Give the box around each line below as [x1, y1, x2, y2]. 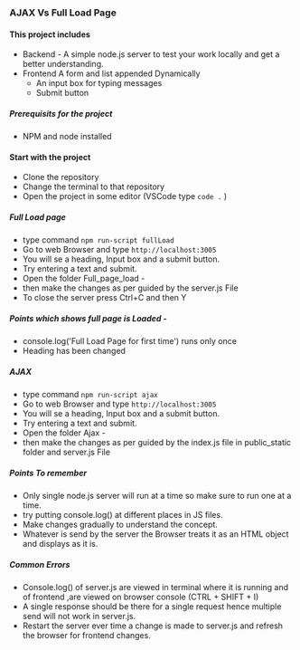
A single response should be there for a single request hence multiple [22, 601, 282, 612]
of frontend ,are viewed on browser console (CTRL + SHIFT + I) [22, 591, 259, 603]
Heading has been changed [22, 346, 127, 357]
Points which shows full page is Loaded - [9, 312, 167, 323]
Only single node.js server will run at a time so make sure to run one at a [22, 491, 292, 502]
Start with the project [9, 151, 91, 162]
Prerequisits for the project [9, 108, 113, 119]
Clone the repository [22, 172, 99, 183]
